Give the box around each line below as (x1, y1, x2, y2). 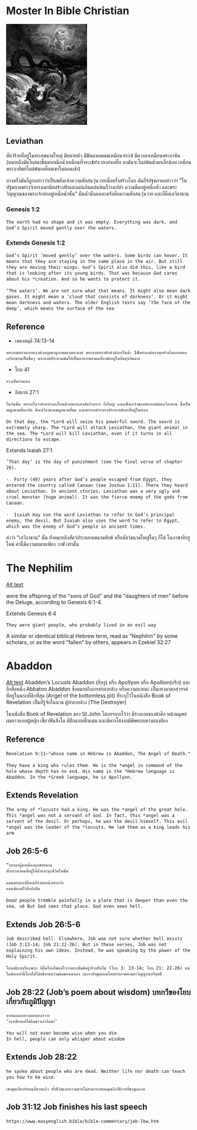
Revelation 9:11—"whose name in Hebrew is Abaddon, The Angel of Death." (6, 751, 191, 756)
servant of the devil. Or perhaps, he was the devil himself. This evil (6, 818, 188, 824)
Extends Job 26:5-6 (6, 919, 81, 929)
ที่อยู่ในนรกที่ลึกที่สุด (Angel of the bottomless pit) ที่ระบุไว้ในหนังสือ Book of (6, 692, 171, 699)
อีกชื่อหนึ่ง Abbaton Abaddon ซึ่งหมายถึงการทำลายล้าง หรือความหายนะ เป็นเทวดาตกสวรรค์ (6, 685, 188, 692)
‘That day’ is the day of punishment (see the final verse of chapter (6, 459, 183, 465)
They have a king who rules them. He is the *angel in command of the (6, 762, 183, 768)
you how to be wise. (6, 1074, 57, 1080)
